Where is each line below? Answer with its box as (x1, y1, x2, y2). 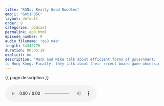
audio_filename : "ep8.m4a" (5, 39, 60, 44)
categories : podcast (5, 25, 47, 30)
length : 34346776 (5, 43, 41, 48)
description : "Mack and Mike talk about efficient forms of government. (5, 57, 156, 62)
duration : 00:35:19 (5, 48, 45, 53)
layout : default (5, 16, 38, 21)
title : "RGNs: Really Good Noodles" (5, 7, 80, 12)
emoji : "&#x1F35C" (5, 12, 42, 17)
